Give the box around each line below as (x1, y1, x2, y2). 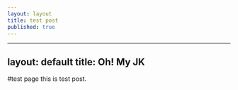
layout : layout (7, 10, 52, 18)
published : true (7, 23, 55, 30)
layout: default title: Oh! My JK (7, 56, 145, 67)
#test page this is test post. (7, 75, 87, 83)
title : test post (7, 17, 59, 24)
